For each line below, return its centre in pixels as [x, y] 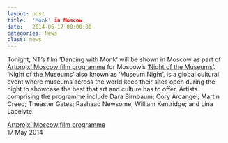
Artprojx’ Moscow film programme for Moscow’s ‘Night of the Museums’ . [112, 67]
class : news [24, 40]
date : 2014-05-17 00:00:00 [50, 27]
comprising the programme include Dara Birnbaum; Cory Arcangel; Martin [113, 97]
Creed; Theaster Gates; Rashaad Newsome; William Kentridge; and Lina [111, 104]
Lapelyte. [21, 112]
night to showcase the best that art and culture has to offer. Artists [102, 89]
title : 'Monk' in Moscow [45, 20]
